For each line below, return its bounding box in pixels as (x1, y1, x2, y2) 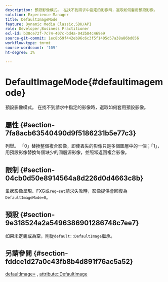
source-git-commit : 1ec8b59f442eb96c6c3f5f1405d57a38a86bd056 (5, 36, 139, 41)
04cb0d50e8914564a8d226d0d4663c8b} (5, 173, 144, 183)
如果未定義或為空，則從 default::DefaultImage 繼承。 (5, 233, 115, 239)
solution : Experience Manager (5, 12, 69, 17)
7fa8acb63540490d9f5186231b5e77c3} (5, 129, 137, 137)
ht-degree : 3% (5, 50, 35, 55)
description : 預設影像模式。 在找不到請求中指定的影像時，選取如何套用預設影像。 (5, 7, 158, 13)
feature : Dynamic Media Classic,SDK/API (5, 21, 92, 27)
